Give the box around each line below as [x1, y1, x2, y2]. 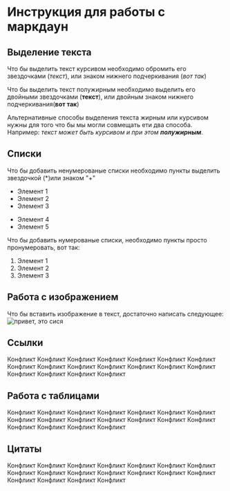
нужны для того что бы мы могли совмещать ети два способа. [7, 121, 193, 128]
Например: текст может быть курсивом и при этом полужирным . [7, 128, 204, 136]
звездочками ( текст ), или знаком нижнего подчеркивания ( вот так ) [7, 72, 207, 80]
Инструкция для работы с [7, 4, 166, 20]
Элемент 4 [17, 215, 50, 223]
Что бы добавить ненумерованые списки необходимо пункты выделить [7, 166, 220, 175]
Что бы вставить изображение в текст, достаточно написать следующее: [7, 309, 224, 318]
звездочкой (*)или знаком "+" [7, 173, 95, 182]
